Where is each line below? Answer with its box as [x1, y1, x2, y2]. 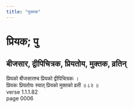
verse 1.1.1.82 [6, 88, 38, 95]
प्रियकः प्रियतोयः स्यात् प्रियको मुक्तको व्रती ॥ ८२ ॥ [6, 82, 99, 89]
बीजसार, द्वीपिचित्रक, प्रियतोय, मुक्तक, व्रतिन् [6, 59, 127, 69]
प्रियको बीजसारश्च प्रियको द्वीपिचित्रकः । [6, 74, 79, 82]
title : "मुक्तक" [6, 8, 41, 15]
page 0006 [6, 94, 34, 102]
